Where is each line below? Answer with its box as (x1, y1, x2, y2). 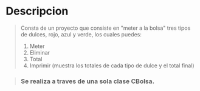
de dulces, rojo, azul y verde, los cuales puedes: (20, 30, 142, 38)
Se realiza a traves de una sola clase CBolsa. (20, 77, 155, 86)
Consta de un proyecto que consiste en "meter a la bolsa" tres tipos (20, 24, 191, 32)
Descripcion (5, 4, 69, 18)
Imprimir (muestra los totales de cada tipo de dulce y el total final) (29, 62, 195, 69)
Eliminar (29, 49, 50, 56)
